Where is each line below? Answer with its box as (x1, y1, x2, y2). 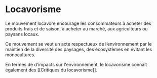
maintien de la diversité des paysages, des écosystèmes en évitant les (5, 46, 152, 52)
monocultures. (5, 52, 35, 58)
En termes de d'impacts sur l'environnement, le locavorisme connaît (5, 61, 147, 67)
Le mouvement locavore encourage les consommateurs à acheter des (5, 20, 151, 26)
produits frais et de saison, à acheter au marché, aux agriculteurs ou (5, 25, 148, 31)
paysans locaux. (5, 31, 40, 37)
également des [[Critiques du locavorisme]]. (5, 67, 98, 73)
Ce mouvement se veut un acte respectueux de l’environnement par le (5, 41, 152, 47)
